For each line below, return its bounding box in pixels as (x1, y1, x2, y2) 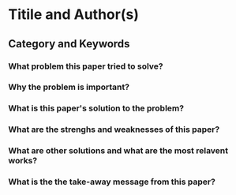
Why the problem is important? (8, 81, 130, 92)
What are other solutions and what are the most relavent (8, 145, 229, 156)
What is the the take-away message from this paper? (8, 176, 215, 187)
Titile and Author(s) (8, 6, 140, 24)
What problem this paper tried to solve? (8, 61, 163, 72)
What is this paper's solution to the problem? (8, 103, 184, 114)
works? (8, 156, 38, 167)
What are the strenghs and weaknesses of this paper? (8, 124, 220, 135)
